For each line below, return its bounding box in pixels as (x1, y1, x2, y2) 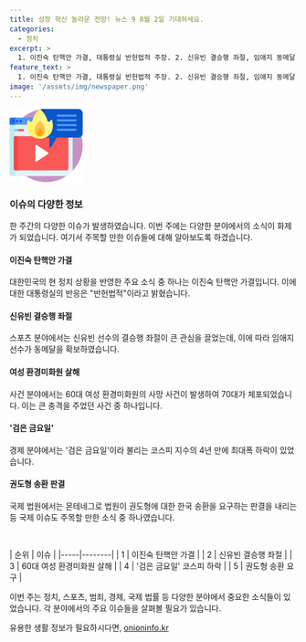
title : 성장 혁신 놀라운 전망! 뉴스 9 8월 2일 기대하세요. (9, 15, 205, 24)
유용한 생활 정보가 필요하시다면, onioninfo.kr (9, 622, 169, 634)
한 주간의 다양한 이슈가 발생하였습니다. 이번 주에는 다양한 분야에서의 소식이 (9, 220, 276, 232)
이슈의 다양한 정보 (9, 197, 84, 210)
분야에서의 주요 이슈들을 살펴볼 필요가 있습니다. (53, 603, 222, 614)
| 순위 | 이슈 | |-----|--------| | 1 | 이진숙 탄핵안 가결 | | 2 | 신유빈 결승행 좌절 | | (9, 549, 292, 561)
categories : (9, 24, 55, 34)
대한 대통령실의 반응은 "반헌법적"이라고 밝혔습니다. (9, 288, 191, 299)
